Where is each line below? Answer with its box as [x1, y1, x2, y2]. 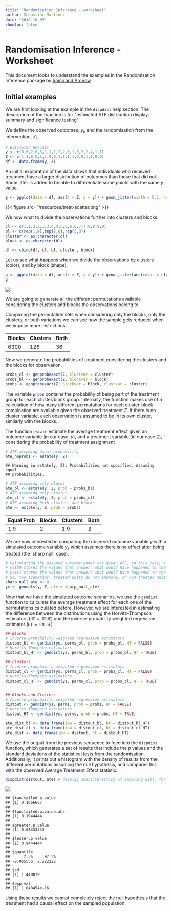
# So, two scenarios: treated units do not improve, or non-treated [5, 575, 155, 580]
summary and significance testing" [5, 117, 79, 123]
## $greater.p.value [5, 823, 50, 828]
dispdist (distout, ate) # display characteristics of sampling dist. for [5, 777, 166, 782]
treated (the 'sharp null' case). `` [5, 550, 73, 557]
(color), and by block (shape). [5, 262, 68, 269]
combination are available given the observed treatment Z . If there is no [5, 407, 156, 413]
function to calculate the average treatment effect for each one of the [5, 599, 152, 605]
